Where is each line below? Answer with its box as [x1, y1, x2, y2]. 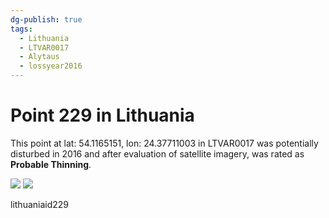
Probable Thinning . [10, 158, 92, 170]
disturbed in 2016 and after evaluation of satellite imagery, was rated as [10, 147, 305, 160]
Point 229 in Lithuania [10, 104, 195, 127]
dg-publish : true [10, 14, 83, 25]
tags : [10, 24, 33, 34]
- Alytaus [19, 52, 60, 62]
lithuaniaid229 [10, 198, 70, 210]
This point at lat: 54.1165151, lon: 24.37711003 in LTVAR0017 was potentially [10, 137, 319, 149]
